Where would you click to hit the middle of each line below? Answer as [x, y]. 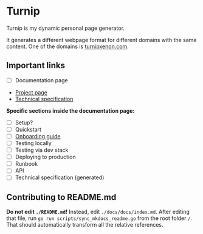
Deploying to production [45, 157]
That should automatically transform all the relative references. [85, 225]
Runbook [26, 164]
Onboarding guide [38, 136]
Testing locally [33, 143]
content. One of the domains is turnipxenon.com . [67, 46]
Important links [36, 66]
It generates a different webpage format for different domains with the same [101, 40]
